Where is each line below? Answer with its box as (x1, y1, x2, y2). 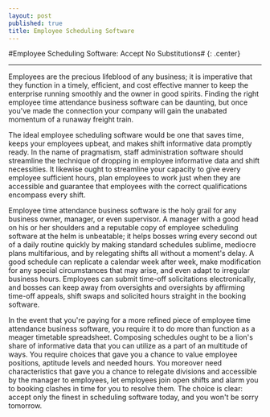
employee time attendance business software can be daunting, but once (8, 97, 248, 107)
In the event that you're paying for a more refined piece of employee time (8, 316, 251, 325)
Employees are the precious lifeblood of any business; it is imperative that (8, 72, 253, 81)
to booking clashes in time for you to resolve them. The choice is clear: (8, 384, 243, 394)
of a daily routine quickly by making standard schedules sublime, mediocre (8, 240, 256, 250)
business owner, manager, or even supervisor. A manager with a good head (8, 214, 259, 224)
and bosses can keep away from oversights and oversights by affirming (8, 283, 245, 292)
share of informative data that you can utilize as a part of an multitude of (8, 341, 247, 351)
